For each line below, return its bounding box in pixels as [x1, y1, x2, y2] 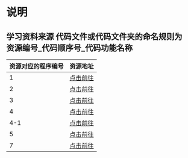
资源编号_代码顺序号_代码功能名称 [6, 43, 133, 53]
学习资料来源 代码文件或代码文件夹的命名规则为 [6, 31, 183, 42]
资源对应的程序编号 [9, 62, 64, 70]
